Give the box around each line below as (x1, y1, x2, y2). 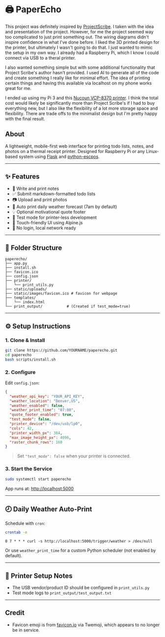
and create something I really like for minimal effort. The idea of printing (5, 75, 151, 81)
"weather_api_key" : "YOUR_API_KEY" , (9, 394, 84, 399)
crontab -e (5, 530, 27, 535)
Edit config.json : (5, 380, 40, 386)
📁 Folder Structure (5, 243, 62, 252)
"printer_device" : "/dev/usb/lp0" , (9, 422, 82, 426)
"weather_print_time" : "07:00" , (9, 408, 76, 413)
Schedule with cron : (5, 520, 46, 526)
